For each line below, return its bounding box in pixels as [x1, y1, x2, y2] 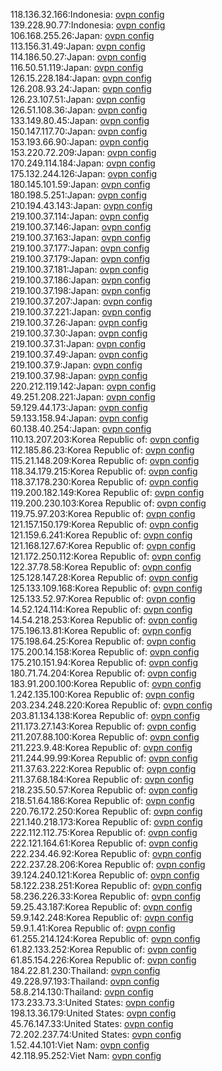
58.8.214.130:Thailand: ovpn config [10, 986, 154, 998]
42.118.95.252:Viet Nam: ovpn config [10, 1050, 162, 1061]
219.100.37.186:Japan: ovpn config [10, 274, 152, 286]
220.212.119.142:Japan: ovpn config [10, 380, 157, 392]
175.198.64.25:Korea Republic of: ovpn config [10, 635, 197, 647]
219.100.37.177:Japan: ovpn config [10, 242, 150, 254]
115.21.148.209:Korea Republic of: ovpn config [10, 455, 200, 466]
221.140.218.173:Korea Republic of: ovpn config [10, 816, 203, 828]
